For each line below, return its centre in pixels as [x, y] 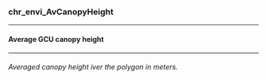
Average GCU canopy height [56, 39]
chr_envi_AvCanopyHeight [61, 12]
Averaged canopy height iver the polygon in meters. [93, 67]
